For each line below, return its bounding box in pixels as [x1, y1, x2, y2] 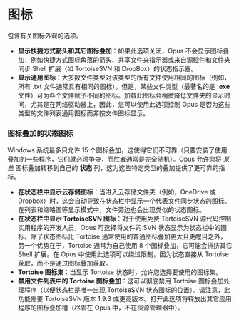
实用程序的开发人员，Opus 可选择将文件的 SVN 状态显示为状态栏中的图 [17, 224, 227, 232]
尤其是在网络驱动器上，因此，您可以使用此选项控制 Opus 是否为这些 [30, 100, 231, 108]
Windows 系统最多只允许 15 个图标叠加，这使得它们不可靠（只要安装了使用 [7, 146, 228, 155]
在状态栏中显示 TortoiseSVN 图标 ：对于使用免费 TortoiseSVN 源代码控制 [17, 214, 232, 223]
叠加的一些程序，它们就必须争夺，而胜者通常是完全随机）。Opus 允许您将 [7, 155, 222, 164]
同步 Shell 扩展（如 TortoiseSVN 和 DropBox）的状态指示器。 [17, 64, 198, 73]
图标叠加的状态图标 [7, 128, 73, 138]
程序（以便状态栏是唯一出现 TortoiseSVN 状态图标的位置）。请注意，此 [24, 286, 230, 294]
